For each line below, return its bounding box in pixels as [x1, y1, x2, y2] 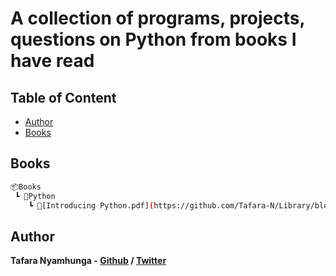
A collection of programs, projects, [10, 7, 305, 30]
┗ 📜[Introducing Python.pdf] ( [28, 200, 155, 211]
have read [10, 50, 95, 72]
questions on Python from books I [10, 28, 297, 51]
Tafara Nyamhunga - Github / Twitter [10, 255, 167, 267]
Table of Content [10, 89, 117, 106]
